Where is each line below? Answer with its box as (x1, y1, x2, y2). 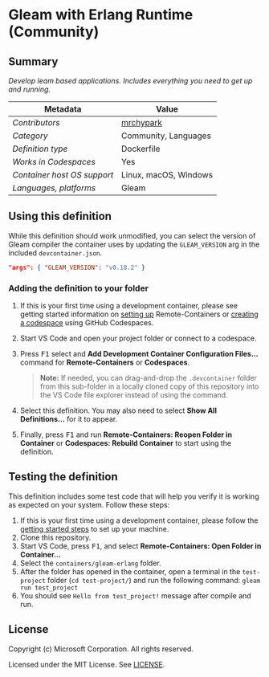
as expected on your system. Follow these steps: (8, 500, 170, 509)
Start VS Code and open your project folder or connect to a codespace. (19, 333, 257, 343)
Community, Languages (121, 130, 211, 141)
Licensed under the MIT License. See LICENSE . (8, 659, 165, 669)
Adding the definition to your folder (8, 283, 149, 294)
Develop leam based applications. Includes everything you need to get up (8, 76, 253, 85)
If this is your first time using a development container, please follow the (19, 516, 259, 525)
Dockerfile (121, 143, 161, 154)
